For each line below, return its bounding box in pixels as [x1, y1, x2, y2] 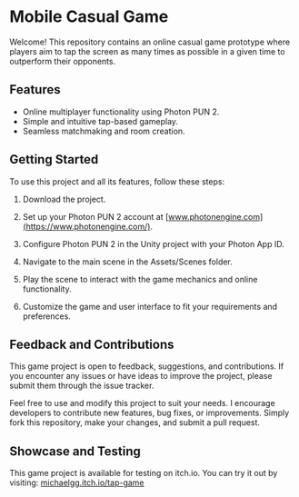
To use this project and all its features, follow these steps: [9, 175, 225, 187]
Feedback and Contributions [9, 336, 174, 352]
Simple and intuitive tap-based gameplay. [22, 115, 179, 126]
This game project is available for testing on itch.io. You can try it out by [9, 468, 278, 479]
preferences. [22, 311, 71, 322]
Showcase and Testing [9, 443, 141, 459]
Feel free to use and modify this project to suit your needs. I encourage [9, 398, 275, 409]
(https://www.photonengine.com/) [22, 221, 151, 232]
